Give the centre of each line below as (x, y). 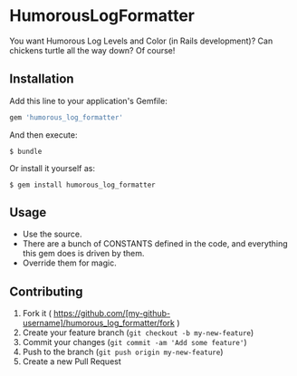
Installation (42, 79)
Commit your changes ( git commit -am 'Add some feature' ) (134, 342)
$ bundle (26, 151)
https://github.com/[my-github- (111, 313)
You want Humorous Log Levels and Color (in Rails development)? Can (141, 41)
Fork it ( (37, 313)
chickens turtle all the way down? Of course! (92, 50)
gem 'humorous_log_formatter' (67, 117)
